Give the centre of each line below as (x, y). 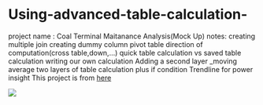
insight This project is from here (60, 78)
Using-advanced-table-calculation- (128, 14)
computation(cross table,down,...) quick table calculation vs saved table (125, 52)
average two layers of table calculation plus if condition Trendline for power (131, 69)
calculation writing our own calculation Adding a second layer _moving (123, 61)
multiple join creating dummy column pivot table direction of (106, 44)
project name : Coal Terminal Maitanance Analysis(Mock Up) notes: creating (132, 36)
